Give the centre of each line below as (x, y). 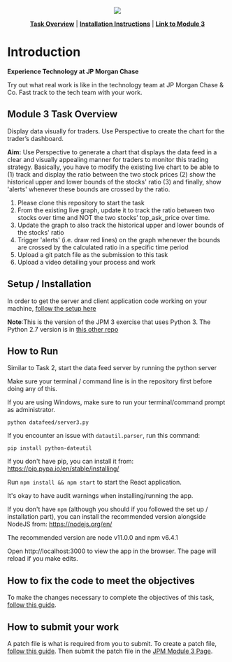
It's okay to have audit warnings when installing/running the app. (100, 496)
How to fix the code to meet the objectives (101, 581)
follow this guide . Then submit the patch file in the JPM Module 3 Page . (110, 651)
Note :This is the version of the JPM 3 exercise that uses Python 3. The (109, 322)
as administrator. (31, 410)
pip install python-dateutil (50, 448)
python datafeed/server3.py (48, 422)
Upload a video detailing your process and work (86, 262)
